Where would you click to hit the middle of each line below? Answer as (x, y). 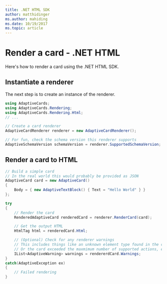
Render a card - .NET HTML (63, 53)
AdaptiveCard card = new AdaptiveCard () (48, 181)
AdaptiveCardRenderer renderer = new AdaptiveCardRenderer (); (71, 131)
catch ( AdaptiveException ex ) (35, 263)
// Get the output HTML (39, 226)
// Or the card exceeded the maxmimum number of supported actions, (86, 249)
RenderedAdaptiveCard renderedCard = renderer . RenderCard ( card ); (83, 217)
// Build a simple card (30, 171)
